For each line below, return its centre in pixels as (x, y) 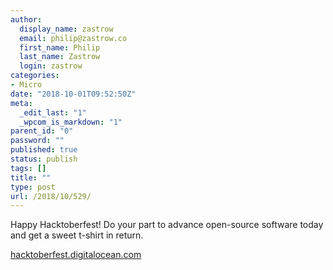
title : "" (31, 177)
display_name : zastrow (66, 29)
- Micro (26, 85)
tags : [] (28, 168)
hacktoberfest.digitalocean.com (76, 255)
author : (26, 19)
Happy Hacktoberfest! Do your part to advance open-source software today (167, 225)
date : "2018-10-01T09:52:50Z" (73, 94)
